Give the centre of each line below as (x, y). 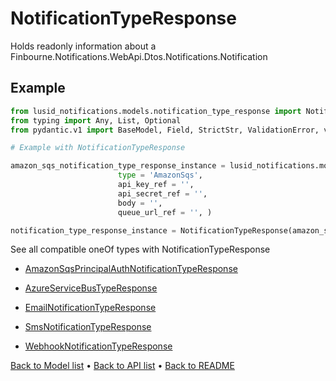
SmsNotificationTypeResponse (88, 327)
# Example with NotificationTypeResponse (98, 148)
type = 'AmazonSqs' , (160, 175)
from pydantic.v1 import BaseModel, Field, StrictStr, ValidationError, (165, 130)
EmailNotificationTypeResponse (90, 308)
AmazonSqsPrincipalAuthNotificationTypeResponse (131, 269)
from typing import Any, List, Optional (96, 120)
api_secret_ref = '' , (162, 193)
